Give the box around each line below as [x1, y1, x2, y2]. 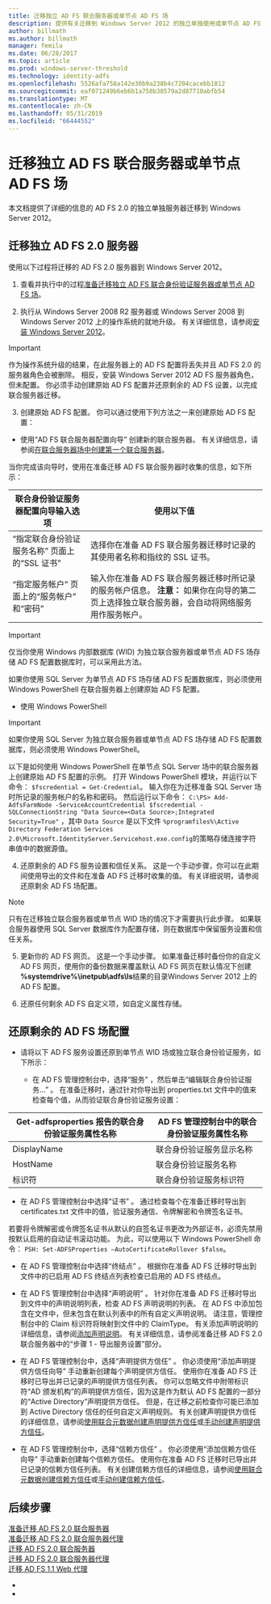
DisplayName [12, 1144, 63, 1155]
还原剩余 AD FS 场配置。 [19, 881, 102, 891]
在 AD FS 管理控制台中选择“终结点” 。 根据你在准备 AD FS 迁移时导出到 [19, 1261, 256, 1271]
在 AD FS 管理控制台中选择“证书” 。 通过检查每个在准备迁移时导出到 [19, 1196, 246, 1206]
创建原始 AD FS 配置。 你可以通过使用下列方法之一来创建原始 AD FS [19, 407, 247, 417]
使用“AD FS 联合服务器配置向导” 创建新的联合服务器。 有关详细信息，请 [19, 434, 258, 444]
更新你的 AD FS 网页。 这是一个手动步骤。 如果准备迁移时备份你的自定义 [19, 951, 261, 961]
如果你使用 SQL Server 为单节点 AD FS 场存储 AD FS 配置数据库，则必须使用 [8, 674, 262, 683]
